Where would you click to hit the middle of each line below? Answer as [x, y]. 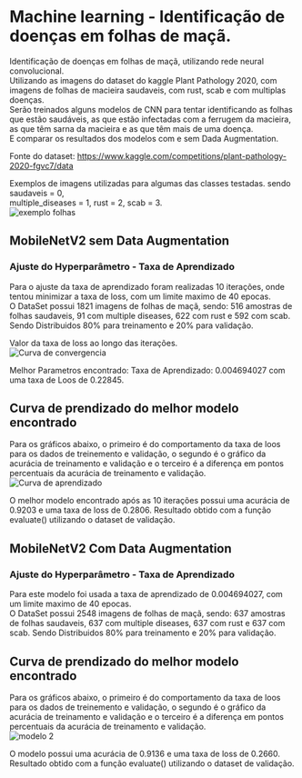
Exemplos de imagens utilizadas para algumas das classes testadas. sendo [150, 183]
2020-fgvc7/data [42, 165]
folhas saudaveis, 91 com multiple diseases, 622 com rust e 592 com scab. [150, 315]
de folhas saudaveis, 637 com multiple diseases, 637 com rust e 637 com [147, 623]
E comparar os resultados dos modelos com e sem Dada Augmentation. [144, 138]
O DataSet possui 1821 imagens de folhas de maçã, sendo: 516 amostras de [151, 305]
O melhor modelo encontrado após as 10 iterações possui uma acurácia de [150, 501]
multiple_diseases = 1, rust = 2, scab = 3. [86, 203]
